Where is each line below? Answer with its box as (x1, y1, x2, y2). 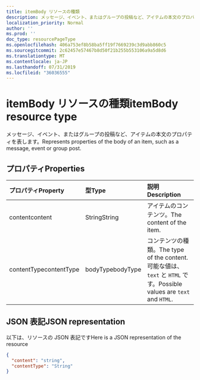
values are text (146, 288, 190, 295)
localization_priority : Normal (6, 20, 84, 26)
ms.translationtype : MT (6, 53, 65, 59)
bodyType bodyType (85, 266, 142, 273)
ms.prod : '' (6, 31, 36, 37)
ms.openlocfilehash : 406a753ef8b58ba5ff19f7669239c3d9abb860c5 (6, 42, 167, 48)
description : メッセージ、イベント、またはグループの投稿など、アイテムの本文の (6, 14, 182, 20)
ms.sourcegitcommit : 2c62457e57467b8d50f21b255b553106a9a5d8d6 (6, 48, 167, 54)
